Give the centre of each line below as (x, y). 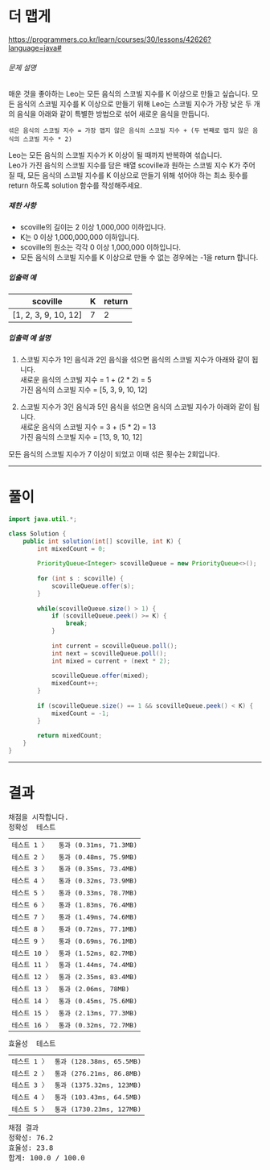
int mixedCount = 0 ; (72, 548)
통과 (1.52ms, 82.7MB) (98, 953)
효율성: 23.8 (31, 1148)
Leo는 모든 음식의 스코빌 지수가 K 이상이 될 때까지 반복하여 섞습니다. (115, 155)
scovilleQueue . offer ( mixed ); (100, 676)
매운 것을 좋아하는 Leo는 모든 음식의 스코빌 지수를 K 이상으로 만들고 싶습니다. (129, 94)
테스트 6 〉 (30, 905)
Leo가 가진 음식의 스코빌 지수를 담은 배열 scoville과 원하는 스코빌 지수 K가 (125, 165)
